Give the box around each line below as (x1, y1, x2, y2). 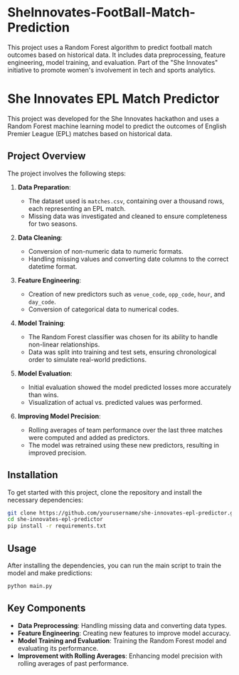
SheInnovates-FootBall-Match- (7, 4, 196, 21)
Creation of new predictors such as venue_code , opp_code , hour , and (28, 289, 225, 298)
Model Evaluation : (17, 369, 73, 378)
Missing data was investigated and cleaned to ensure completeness (28, 212, 228, 220)
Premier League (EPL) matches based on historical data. (7, 129, 173, 138)
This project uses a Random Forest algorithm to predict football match (7, 43, 212, 51)
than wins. (28, 390, 59, 399)
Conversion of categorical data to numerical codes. (28, 304, 179, 314)
